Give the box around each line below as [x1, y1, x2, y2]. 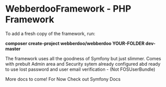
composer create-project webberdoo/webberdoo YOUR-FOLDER [5, 40, 145, 46]
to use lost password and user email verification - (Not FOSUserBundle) [5, 66, 156, 72]
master [5, 46, 21, 52]
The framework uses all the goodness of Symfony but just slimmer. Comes [5, 55, 161, 61]
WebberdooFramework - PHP [5, 3, 131, 15]
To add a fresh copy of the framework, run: [5, 30, 95, 36]
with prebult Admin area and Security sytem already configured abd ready [5, 61, 161, 67]
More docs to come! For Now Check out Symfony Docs [5, 76, 121, 82]
